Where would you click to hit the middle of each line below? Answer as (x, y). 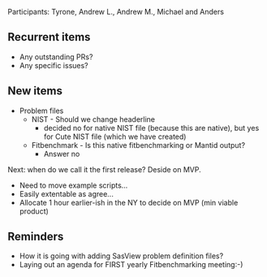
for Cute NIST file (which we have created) (115, 136)
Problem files (41, 110)
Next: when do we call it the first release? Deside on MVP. (105, 169)
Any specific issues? (54, 65)
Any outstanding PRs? (56, 57)
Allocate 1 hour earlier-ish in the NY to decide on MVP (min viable (129, 202)
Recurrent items (49, 37)
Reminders (36, 237)
